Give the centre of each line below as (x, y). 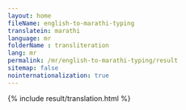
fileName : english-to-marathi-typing (71, 23)
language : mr (30, 38)
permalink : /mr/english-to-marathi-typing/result (93, 61)
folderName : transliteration (59, 46)
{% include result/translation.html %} (69, 98)
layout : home (30, 16)
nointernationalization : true (59, 75)
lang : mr (22, 53)
